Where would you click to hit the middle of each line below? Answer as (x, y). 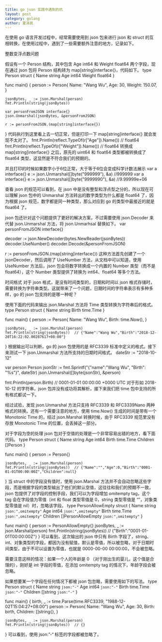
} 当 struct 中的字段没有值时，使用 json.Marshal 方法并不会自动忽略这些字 (78, 481)
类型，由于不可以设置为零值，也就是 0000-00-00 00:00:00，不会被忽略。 (83, 549)
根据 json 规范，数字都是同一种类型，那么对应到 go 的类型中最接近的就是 (82, 201)
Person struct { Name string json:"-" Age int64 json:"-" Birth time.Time (77, 587)
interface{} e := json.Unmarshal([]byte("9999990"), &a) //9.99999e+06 (76, 179)
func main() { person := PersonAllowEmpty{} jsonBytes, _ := (65, 526)
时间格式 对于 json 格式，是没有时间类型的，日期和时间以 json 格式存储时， (80, 282)
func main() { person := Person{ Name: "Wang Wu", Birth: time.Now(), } (76, 320)
